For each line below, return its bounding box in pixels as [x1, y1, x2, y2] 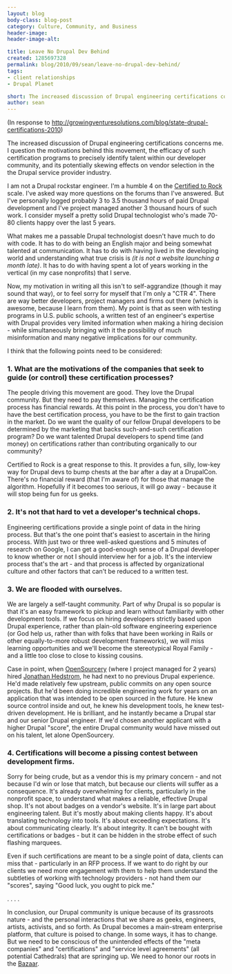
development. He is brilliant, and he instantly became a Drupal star [26, 709, 216, 718]
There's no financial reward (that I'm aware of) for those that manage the [7, 475, 215, 484]
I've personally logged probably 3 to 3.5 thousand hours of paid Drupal [7, 196, 209, 205]
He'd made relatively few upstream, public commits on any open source [7, 680, 212, 688]
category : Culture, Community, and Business [7, 23, 137, 30]
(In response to [7, 118, 50, 127]
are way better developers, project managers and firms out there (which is [7, 297, 219, 305]
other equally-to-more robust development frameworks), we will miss [7, 637, 205, 645]
